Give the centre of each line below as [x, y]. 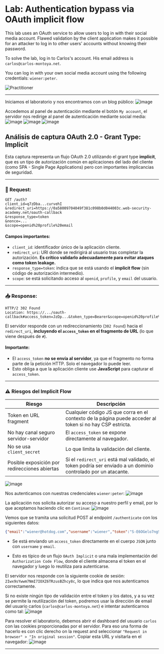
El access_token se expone [96, 433]
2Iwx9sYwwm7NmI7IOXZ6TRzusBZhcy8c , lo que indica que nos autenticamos [77, 581]
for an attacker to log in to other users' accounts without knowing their [76, 43]
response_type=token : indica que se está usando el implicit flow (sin [81, 268]
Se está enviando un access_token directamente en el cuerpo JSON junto [84, 541]
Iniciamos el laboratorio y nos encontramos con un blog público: [70, 102]
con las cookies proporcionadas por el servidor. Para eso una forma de [76, 626]
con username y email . [34, 546]
